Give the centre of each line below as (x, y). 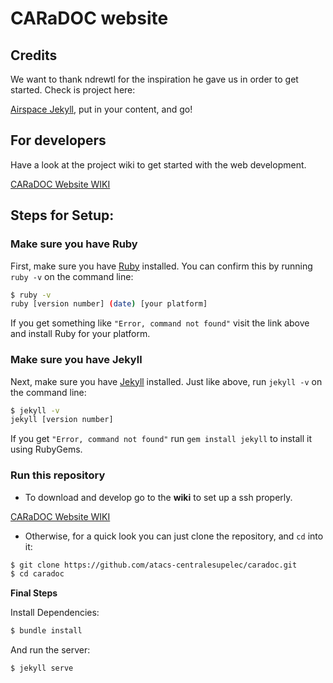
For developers (58, 140)
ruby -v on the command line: (72, 276)
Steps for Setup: (62, 215)
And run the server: (50, 650)
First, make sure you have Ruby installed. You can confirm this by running (161, 266)
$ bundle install (46, 631)
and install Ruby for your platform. (80, 334)
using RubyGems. (46, 449)
